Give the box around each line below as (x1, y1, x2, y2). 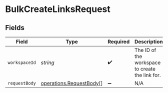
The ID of (134, 46, 156, 53)
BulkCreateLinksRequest (5, 3, 111, 15)
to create (134, 65, 156, 72)
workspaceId (7, 60, 36, 65)
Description (134, 38, 163, 45)
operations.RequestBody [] (40, 80, 103, 86)
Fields (5, 23, 25, 32)
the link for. (134, 71, 161, 78)
